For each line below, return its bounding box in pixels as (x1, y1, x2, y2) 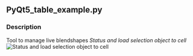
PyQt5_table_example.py (6, 5, 103, 15)
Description (6, 23, 42, 31)
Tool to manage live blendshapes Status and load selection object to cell (6, 36, 187, 44)
